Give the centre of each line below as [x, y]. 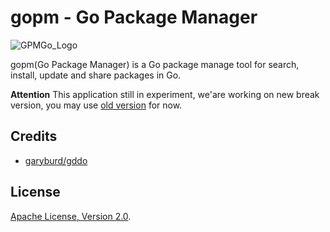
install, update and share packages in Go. [96, 75]
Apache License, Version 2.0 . [71, 216]
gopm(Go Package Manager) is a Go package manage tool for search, [155, 64]
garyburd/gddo [56, 160]
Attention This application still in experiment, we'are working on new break [165, 94]
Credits [34, 136]
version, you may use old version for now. [96, 105]
